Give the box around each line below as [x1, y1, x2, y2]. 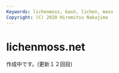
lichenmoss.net [6, 40, 86, 54]
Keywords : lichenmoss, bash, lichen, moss [6, 8, 114, 15]
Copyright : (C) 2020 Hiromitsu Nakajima [6, 14, 109, 20]
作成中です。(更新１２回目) [6, 60, 73, 68]
